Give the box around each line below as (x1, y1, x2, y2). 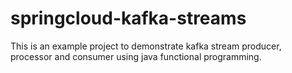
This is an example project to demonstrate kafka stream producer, (10, 40, 282, 52)
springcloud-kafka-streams (10, 7, 247, 30)
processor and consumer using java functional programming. (10, 50, 262, 62)
